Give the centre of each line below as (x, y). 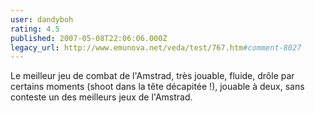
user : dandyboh (42, 19)
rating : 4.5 (35, 29)
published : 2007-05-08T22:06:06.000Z (89, 38)
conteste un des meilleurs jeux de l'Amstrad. (101, 97)
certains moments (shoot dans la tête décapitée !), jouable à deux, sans (157, 87)
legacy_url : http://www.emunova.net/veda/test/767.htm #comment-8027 (156, 47)
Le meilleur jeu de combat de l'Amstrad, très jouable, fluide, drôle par (152, 76)
